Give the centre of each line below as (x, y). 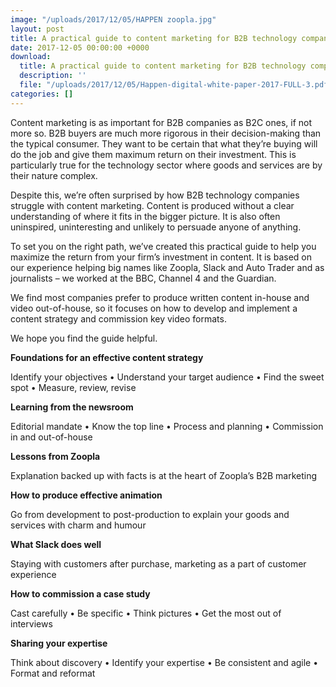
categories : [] (42, 94)
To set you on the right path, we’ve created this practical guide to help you (163, 246)
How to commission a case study (80, 593)
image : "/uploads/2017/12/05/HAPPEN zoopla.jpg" (113, 19)
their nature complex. (54, 175)
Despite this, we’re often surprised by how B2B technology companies (155, 195)
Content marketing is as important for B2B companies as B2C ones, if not (161, 122)
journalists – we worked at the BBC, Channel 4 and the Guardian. (143, 278)
